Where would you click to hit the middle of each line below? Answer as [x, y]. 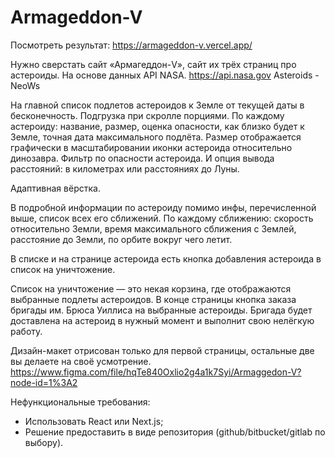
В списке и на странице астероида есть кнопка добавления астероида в [166, 258]
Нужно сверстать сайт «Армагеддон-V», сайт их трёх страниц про [153, 64]
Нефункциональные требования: [80, 402]
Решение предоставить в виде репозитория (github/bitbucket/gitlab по [175, 432]
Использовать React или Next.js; [94, 421]
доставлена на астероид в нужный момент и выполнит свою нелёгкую [162, 320]
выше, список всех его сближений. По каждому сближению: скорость [162, 218]
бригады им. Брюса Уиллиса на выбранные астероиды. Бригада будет [161, 310]
